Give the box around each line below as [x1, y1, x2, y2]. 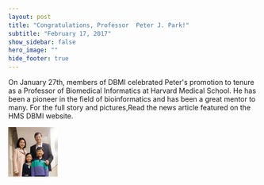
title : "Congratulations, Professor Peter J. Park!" [8, 21, 190, 29]
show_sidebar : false [8, 38, 77, 46]
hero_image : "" [8, 46, 59, 55]
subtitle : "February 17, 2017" [8, 29, 112, 37]
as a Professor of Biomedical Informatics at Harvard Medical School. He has [8, 86, 256, 95]
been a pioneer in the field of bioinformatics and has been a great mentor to [8, 94, 256, 103]
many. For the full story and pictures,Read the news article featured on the [8, 103, 251, 112]
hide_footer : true [8, 55, 69, 63]
